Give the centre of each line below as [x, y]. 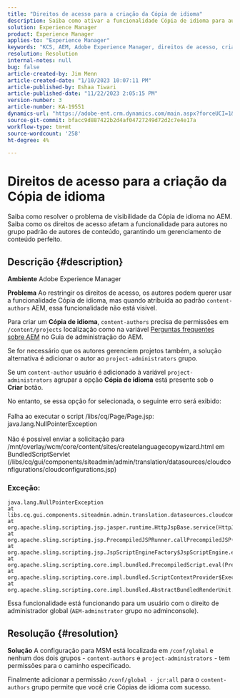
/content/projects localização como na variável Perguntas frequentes [111, 329]
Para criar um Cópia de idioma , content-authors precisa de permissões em [118, 322]
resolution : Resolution [43, 54]
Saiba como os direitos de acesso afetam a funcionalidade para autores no [117, 224]
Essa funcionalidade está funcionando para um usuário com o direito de [113, 603]
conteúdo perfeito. [35, 239]
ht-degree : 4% [29, 140]
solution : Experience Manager [52, 27]
